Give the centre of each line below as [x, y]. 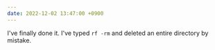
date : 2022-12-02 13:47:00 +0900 [55, 13]
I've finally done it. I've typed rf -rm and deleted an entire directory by [108, 33]
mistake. [19, 40]
